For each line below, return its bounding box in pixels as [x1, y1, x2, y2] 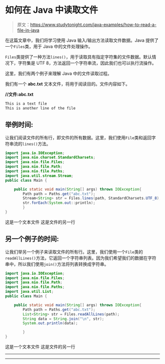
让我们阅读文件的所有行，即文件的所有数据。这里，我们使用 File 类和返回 [5, 135, 152, 140]
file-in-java [17, 27, 40, 33]
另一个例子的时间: [5, 235, 59, 243]
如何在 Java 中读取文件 [5, 4, 98, 16]
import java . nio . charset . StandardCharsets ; [5, 155, 96, 160]
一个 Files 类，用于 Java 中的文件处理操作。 [5, 43, 93, 49]
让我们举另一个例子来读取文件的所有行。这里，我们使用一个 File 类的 [5, 249, 143, 254]
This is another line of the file [5, 106, 76, 111]
